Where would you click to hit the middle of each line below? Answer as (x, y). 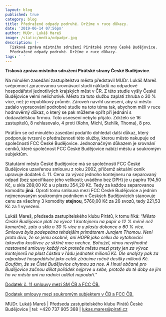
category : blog (21, 19)
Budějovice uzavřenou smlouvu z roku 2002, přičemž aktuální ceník (75, 169)
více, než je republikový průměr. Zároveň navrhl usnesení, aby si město (78, 102)
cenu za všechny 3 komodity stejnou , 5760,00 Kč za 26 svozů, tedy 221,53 (83, 201)
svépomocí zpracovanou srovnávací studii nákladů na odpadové (71, 86)
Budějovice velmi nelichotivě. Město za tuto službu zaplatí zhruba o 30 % (80, 96)
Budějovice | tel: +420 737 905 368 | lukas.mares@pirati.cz (66, 309)
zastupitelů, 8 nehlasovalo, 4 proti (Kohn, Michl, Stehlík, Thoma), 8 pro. (78, 123)
